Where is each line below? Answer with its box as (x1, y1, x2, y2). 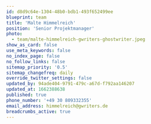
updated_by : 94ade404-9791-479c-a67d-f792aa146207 (6, 81, 135, 87)
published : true (6, 92, 47, 98)
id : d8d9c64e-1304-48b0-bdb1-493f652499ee (6, 8, 113, 15)
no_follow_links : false (6, 58, 66, 64)
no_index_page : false (6, 53, 60, 59)
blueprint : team (6, 14, 47, 20)
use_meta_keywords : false (6, 48, 70, 54)
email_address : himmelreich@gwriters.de (6, 103, 109, 109)
